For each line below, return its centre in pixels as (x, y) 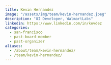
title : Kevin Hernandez (29, 10)
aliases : (14, 46)
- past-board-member (30, 37)
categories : (17, 28)
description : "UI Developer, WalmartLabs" (49, 19)
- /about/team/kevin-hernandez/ (43, 50)
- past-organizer (27, 42)
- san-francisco (26, 32)
